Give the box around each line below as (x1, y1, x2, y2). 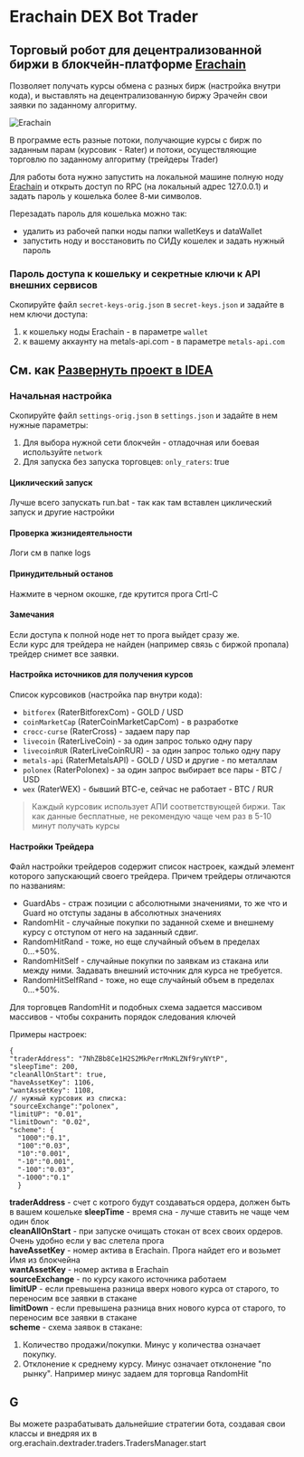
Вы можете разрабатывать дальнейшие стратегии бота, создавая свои (9, 1418, 286, 1430)
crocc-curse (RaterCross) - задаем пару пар (22, 726, 191, 736)
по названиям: (9, 880, 66, 892)
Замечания (9, 609, 54, 620)
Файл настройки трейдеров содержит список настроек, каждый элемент (9, 861, 295, 872)
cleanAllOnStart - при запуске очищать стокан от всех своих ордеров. (9, 1225, 283, 1236)
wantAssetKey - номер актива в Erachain (9, 1264, 169, 1275)
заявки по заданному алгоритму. (9, 99, 138, 110)
